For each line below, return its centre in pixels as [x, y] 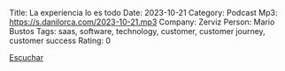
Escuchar [27, 57]
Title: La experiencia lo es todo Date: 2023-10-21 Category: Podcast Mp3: [143, 13]
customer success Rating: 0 [60, 40]
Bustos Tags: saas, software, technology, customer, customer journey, [137, 31]
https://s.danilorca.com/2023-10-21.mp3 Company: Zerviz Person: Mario [142, 22]
